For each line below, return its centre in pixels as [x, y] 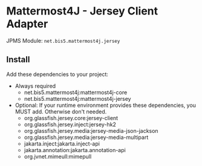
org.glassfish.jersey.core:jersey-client [71, 118]
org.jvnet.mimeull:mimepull [58, 156]
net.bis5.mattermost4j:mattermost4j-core [76, 92]
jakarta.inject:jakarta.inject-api [62, 144]
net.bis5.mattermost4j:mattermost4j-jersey [77, 98]
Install [18, 59]
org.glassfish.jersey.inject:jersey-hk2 [70, 124]
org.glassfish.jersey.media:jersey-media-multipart [86, 137]
